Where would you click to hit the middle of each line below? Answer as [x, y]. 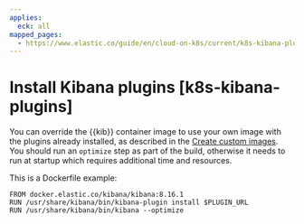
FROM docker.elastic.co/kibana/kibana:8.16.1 [96, 195]
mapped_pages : [36, 34]
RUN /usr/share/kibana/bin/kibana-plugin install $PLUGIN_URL [129, 203]
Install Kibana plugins [92, 88]
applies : [26, 18]
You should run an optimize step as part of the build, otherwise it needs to [147, 151]
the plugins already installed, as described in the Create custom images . [144, 142]
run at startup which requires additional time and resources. [121, 161]
